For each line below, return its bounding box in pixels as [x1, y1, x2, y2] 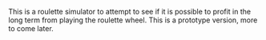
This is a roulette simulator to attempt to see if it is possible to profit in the [8, 7, 251, 16]
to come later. [8, 24, 54, 33]
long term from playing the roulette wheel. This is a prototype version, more [8, 15, 258, 25]
